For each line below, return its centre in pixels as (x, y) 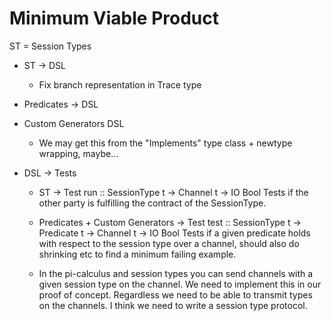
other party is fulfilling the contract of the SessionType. (152, 203)
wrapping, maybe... (78, 153)
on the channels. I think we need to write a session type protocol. (173, 305)
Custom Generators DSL (74, 123)
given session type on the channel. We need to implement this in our (180, 284)
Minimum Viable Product (114, 18)
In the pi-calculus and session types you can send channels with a (176, 273)
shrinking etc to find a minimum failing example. (137, 254)
